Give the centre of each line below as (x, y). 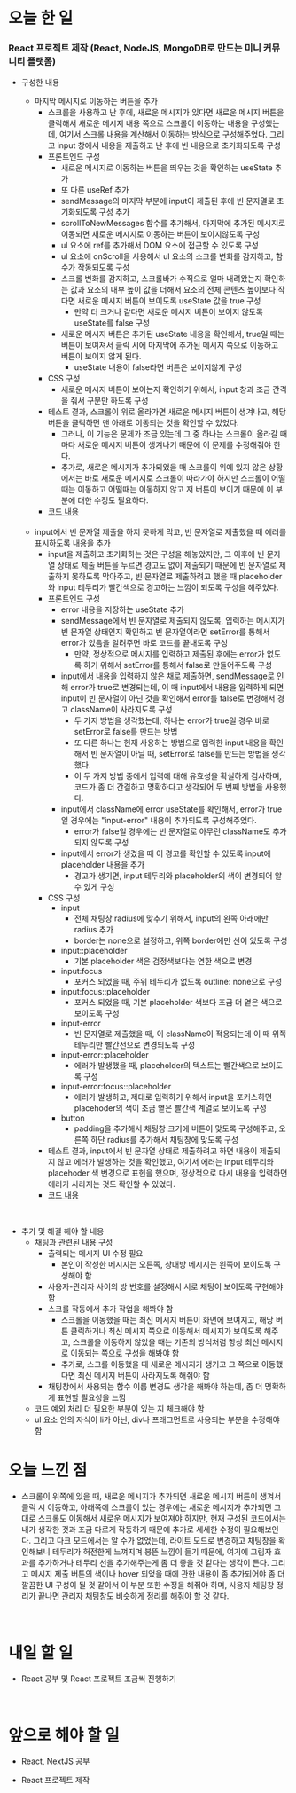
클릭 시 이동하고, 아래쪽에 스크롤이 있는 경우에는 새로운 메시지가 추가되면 (146, 1507)
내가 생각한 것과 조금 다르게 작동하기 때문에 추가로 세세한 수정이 (131, 1530)
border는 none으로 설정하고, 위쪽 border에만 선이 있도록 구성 (181, 940)
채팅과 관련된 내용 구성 (74, 1242)
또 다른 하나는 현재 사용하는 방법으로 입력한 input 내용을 (171, 743)
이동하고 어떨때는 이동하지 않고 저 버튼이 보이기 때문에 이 (175, 490)
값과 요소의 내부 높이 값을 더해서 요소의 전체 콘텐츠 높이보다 (173, 290)
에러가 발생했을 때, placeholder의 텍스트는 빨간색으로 (167, 1066)
